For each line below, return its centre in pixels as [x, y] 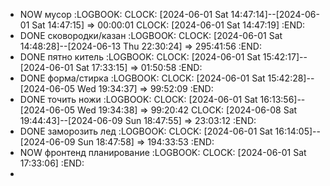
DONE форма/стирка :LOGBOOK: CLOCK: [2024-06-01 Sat [142, 78]
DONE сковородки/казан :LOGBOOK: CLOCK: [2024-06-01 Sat [151, 35]
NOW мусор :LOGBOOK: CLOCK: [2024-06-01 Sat [124, 14]
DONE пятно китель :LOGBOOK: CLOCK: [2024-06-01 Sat [140, 57]
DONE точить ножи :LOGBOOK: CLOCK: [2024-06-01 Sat [138, 99]
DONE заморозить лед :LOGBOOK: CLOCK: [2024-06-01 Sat [146, 131]
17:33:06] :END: [52, 163]
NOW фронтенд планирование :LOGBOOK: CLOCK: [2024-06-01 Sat [163, 152]
